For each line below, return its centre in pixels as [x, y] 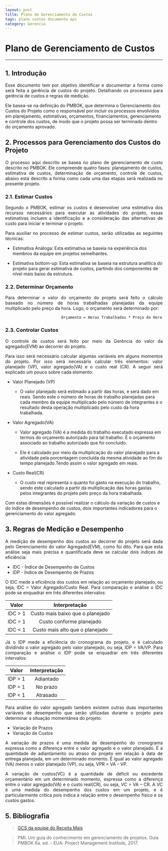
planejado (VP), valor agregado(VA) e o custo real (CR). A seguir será [84, 366]
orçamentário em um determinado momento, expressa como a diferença [84, 779]
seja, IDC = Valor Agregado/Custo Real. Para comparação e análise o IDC [84, 587]
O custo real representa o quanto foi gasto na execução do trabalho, [90, 482]
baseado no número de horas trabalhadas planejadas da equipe [84, 303]
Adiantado [46, 679]
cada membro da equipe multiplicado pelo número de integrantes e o [91, 402]
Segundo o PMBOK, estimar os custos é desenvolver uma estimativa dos [84, 208]
